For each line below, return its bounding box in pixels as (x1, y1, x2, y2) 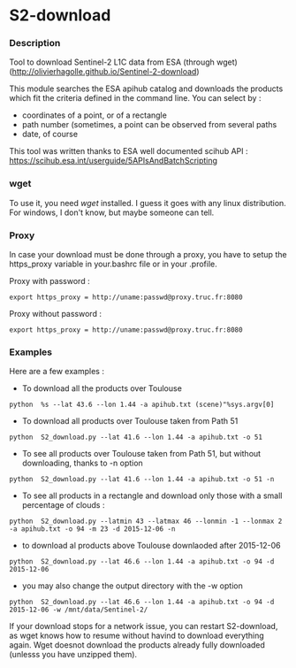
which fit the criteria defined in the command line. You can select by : (9, 93, 262, 104)
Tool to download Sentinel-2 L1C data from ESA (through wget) (9, 57, 239, 67)
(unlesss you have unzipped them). (9, 649, 138, 660)
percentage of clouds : (21, 500, 105, 511)
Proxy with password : (9, 276, 90, 287)
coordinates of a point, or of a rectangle (21, 110, 168, 120)
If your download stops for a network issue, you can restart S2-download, (9, 621, 278, 632)
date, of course (21, 129, 78, 140)
